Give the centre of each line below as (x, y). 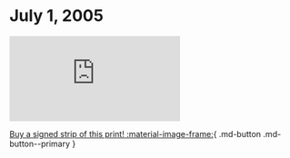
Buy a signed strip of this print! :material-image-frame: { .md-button (135, 133)
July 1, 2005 (57, 16)
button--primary (40, 143)
